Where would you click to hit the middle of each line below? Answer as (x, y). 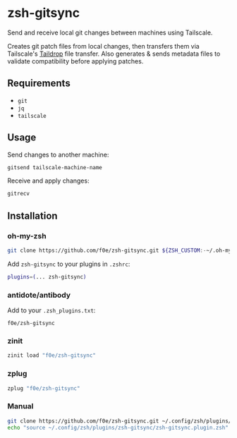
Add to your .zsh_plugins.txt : (51, 310)
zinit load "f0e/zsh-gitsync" (52, 355)
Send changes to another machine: (58, 154)
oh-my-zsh (27, 236)
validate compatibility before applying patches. (75, 61)
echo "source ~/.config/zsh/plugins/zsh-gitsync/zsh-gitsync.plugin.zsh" (118, 427)
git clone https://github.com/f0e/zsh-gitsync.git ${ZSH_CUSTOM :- (107, 250)
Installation (32, 215)
